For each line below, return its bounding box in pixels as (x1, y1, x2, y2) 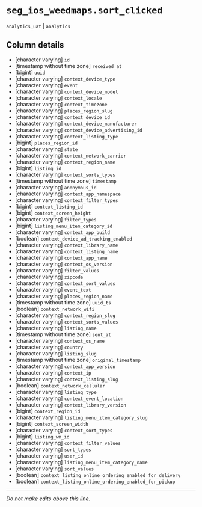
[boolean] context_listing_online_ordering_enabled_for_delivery (14, 471, 181, 478)
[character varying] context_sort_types (14, 426, 113, 434)
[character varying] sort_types (14, 446, 91, 453)
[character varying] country (14, 343, 84, 351)
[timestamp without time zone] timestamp (14, 177, 117, 185)
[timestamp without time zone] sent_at (14, 330, 111, 338)
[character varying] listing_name (14, 324, 97, 331)
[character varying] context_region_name (14, 158, 116, 165)
